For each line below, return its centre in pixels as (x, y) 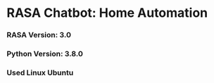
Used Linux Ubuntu (40, 72)
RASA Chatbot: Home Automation (107, 13)
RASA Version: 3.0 (39, 35)
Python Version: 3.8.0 (45, 54)
